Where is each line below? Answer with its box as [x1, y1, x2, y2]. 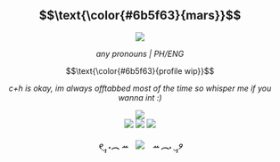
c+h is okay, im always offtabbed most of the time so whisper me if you [8, 83, 272, 93]
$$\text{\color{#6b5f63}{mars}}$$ [38, 8, 242, 23]
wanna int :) [118, 92, 162, 102]
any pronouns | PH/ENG [95, 48, 185, 59]
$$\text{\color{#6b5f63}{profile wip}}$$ [65, 65, 215, 76]
